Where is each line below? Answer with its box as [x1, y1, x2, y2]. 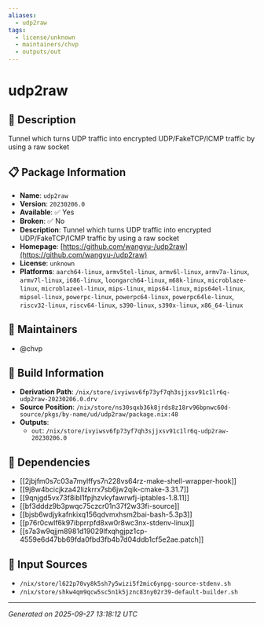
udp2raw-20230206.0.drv [19, 396, 98, 404]
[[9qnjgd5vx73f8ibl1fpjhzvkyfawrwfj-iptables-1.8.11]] [19, 493, 190, 503]
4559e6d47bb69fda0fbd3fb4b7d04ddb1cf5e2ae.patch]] [19, 535, 204, 544]
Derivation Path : [19, 387, 74, 397]
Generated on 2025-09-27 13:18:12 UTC [8, 609, 137, 619]
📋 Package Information [8, 166, 126, 179]
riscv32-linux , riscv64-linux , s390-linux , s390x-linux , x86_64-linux [19, 300, 244, 309]
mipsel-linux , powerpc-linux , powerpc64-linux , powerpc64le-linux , [19, 291, 234, 301]
